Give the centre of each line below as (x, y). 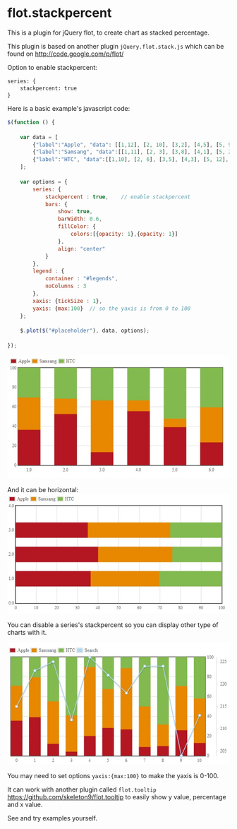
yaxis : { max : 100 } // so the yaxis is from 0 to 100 (112, 309)
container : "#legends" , (81, 279)
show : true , (75, 212)
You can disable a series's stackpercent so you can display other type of (113, 625)
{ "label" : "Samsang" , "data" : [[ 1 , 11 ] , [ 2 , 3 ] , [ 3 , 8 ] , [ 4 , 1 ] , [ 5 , (129, 152)
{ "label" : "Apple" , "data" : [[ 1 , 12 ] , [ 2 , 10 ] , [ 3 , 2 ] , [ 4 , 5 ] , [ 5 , (129, 145)
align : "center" (81, 249)
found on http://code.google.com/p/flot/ (66, 54)
